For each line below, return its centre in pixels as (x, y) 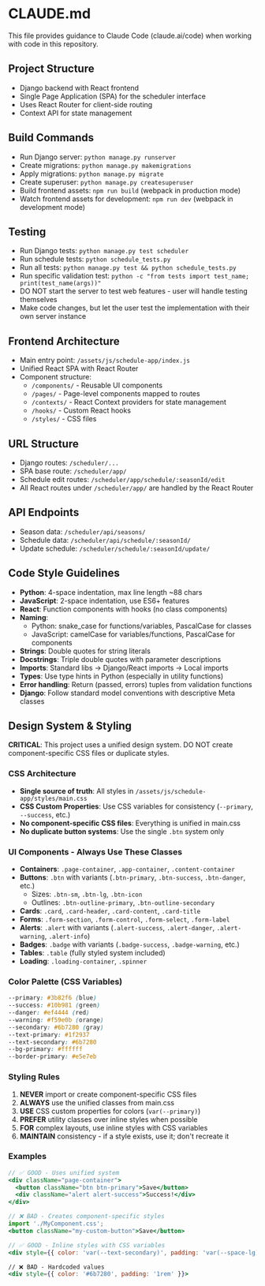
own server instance (53, 316)
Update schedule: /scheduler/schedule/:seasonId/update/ (115, 548)
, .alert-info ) (67, 936)
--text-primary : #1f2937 (49, 1034)
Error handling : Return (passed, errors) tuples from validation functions (136, 684)
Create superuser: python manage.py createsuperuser (106, 181)
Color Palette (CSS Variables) (65, 981)
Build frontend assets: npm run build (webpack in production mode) (130, 190)
